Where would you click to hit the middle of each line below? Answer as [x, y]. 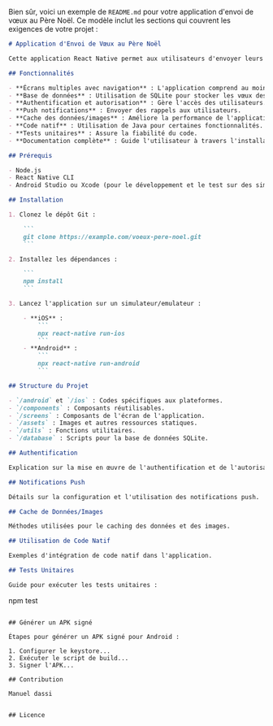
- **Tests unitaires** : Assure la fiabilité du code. [103, 133]
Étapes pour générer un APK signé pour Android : [94, 637]
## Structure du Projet [49, 385]
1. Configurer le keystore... [60, 651]
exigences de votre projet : [53, 29]
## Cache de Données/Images [56, 511]
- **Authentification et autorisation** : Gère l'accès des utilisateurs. [138, 103]
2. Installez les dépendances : [63, 259]
